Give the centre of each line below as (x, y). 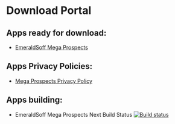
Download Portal (49, 11)
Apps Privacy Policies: (49, 66)
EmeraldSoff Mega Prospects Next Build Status (74, 114)
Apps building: (34, 100)
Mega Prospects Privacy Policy (53, 81)
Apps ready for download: (56, 33)
